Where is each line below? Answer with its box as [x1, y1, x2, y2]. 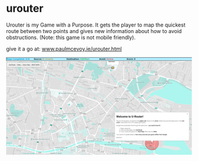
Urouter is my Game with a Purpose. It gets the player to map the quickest [6, 21, 186, 28]
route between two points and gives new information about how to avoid [6, 27, 182, 34]
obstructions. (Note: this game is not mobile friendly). [6, 34, 136, 41]
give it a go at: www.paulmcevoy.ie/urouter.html [6, 45, 122, 52]
